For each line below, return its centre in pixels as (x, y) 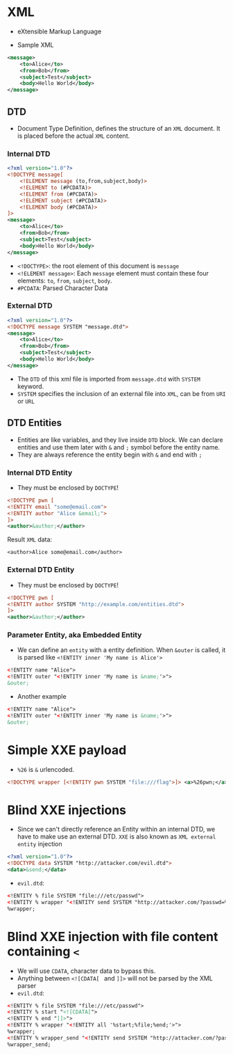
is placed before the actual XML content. (74, 136)
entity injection (40, 844)
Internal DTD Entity (40, 473)
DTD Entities (35, 423)
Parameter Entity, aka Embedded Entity (75, 635)
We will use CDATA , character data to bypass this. (86, 971)
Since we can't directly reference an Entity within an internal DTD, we (116, 830)
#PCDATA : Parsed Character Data (62, 288)
